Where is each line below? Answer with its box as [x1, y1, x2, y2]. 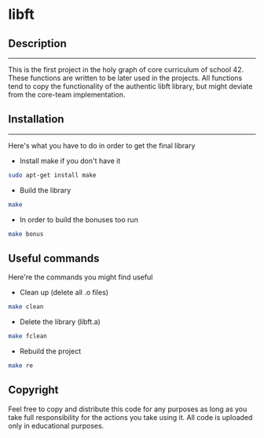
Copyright [8, 383, 59, 397]
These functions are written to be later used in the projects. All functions [8, 73, 243, 82]
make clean [8, 303, 44, 311]
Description [8, 37, 67, 50]
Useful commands [8, 251, 100, 265]
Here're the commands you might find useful [8, 272, 153, 282]
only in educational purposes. [8, 421, 104, 430]
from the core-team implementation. [8, 90, 126, 99]
